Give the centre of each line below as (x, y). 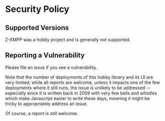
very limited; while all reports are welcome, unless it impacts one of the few (83, 82)
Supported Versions (37, 28)
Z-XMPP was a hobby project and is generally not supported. (68, 39)
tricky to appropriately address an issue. (47, 103)
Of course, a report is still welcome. (42, 113)
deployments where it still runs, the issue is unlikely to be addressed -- (78, 87)
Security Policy (37, 9)
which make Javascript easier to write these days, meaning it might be (78, 98)
